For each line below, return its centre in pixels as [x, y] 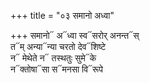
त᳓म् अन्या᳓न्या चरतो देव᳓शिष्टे [58, 46]
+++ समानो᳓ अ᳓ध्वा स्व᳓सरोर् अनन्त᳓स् [75, 35]
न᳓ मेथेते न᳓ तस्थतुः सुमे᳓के [53, 58]
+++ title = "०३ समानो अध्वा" [62, 15]
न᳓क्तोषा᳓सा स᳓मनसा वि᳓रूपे [57, 69]
